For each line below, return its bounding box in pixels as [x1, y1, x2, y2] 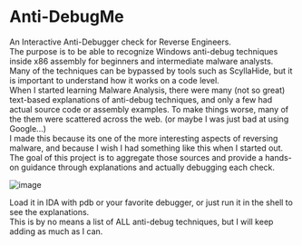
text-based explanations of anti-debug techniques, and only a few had [9, 93, 273, 105]
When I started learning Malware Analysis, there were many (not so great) [9, 84, 286, 95]
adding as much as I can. [9, 225, 103, 237]
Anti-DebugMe [9, 6, 124, 27]
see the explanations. [9, 206, 90, 217]
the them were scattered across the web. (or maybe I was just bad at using [9, 113, 289, 124]
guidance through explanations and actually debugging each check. [21, 162, 275, 172]
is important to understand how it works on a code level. [9, 74, 219, 85]
